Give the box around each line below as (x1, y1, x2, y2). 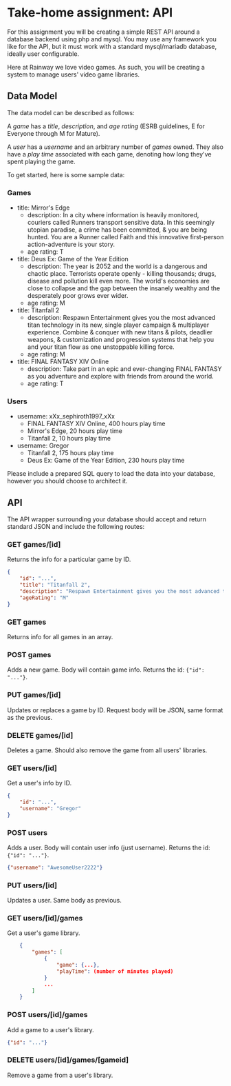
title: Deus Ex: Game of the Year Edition (16, 255, 129, 263)
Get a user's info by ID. (7, 779, 72, 787)
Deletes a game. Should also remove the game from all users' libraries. (7, 746, 208, 754)
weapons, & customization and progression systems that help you (27, 336, 214, 344)
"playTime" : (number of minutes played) (56, 967, 174, 975)
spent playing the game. (7, 157, 76, 165)
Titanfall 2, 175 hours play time (27, 449, 114, 457)
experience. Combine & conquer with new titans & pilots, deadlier (27, 328, 213, 336)
